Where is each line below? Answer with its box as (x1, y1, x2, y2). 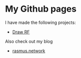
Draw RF (12, 29, 30, 35)
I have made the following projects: (5, 19, 76, 25)
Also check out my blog (5, 38, 53, 44)
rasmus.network (12, 48, 46, 54)
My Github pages (5, 3, 77, 15)
